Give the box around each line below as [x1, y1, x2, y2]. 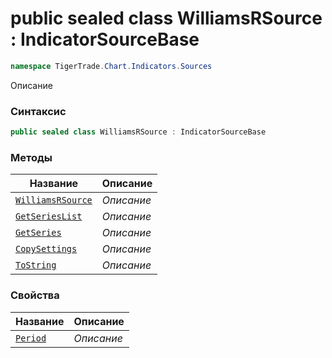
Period [15, 332, 47, 344]
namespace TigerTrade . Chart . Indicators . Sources [10, 61, 213, 71]
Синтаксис [10, 104, 67, 118]
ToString [15, 260, 57, 271]
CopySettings [15, 243, 78, 255]
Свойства [10, 288, 60, 302]
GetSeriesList [15, 211, 83, 222]
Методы [10, 150, 53, 164]
